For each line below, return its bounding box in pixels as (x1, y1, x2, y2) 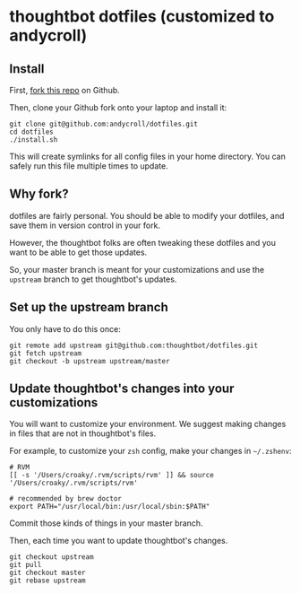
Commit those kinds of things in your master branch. (9, 518, 203, 528)
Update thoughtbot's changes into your (9, 381, 235, 397)
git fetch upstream (9, 348, 82, 358)
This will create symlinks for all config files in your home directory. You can (9, 151, 287, 162)
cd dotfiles (9, 127, 54, 136)
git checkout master (9, 568, 87, 578)
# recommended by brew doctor (9, 494, 123, 503)
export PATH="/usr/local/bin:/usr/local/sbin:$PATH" (9, 502, 210, 511)
